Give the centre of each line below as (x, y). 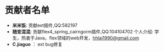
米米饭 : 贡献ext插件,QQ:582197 (45, 25)
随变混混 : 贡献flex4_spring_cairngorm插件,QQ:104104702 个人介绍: (83, 31)
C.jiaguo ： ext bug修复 (37, 44)
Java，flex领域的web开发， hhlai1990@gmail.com (87, 38)
